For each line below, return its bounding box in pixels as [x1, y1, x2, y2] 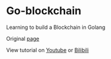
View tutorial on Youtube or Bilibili [6, 46, 89, 54]
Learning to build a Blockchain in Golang [6, 24, 106, 31]
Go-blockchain [6, 4, 82, 18]
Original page [6, 35, 40, 42]
